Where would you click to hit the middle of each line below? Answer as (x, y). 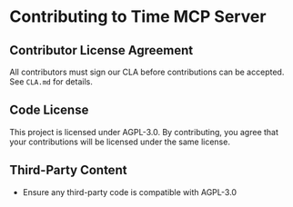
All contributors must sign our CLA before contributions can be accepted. (147, 72)
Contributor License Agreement (101, 50)
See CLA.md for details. (51, 82)
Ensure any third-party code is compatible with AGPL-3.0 (130, 192)
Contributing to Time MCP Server (138, 17)
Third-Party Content (68, 170)
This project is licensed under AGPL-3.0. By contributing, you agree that (144, 132)
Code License (49, 110)
